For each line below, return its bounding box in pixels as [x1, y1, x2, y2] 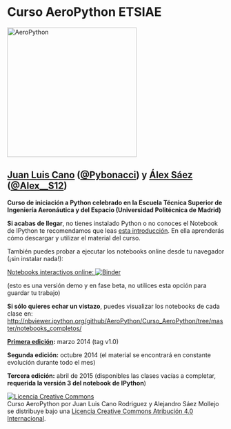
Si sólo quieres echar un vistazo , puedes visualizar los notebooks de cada [7, 302, 221, 310]
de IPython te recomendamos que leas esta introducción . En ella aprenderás [7, 226, 225, 235]
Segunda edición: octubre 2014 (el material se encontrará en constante [7, 350, 212, 359]
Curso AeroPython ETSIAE [7, 4, 162, 20]
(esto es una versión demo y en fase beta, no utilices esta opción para [7, 281, 207, 289]
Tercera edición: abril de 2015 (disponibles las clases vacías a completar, [7, 371, 216, 380]
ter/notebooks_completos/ [7, 324, 82, 332]
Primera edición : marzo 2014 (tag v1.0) [7, 337, 119, 345]
